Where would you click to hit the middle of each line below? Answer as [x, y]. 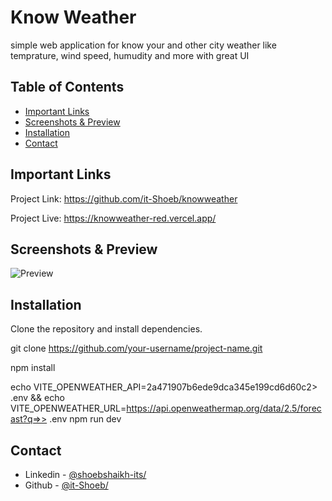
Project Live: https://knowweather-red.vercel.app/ [113, 218]
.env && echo [37, 398]
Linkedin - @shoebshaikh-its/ [85, 474]
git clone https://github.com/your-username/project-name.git [136, 348]
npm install [33, 368]
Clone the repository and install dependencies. [106, 329]
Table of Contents [67, 87]
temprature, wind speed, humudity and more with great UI [130, 55]
